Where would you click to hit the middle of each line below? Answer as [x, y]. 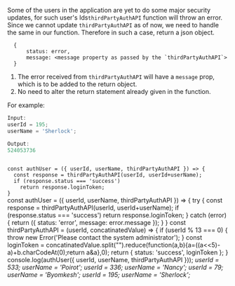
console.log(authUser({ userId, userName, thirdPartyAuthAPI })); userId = [113, 260]
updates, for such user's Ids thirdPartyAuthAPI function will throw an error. [115, 18]
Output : [19, 144]
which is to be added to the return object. [77, 84]
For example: [26, 105]
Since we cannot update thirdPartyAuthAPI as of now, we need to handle [113, 25]
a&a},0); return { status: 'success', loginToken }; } [157, 252]
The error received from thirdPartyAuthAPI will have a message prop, [116, 77]
